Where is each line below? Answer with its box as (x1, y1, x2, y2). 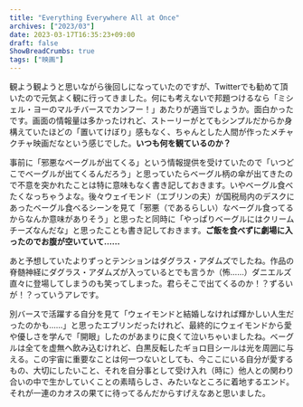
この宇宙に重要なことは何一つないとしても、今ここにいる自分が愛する (33, 354, 294, 364)
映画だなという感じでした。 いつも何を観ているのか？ (33, 137, 232, 148)
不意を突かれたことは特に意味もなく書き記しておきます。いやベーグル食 (16, 180, 286, 190)
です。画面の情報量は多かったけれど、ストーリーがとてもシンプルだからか (9, 115, 285, 126)
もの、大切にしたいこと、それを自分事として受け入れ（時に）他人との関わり (9, 365, 294, 375)
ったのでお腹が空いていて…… (9, 236, 120, 247)
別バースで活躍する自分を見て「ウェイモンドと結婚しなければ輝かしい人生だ (9, 308, 295, 319)
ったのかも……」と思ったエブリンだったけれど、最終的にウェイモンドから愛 (9, 320, 292, 330)
